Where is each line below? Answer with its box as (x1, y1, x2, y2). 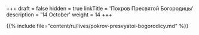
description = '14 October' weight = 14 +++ (6, 11, 112, 18)
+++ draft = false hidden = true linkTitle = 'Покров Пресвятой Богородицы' (6, 5, 194, 12)
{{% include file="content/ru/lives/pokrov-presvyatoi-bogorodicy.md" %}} (6, 23, 189, 29)
